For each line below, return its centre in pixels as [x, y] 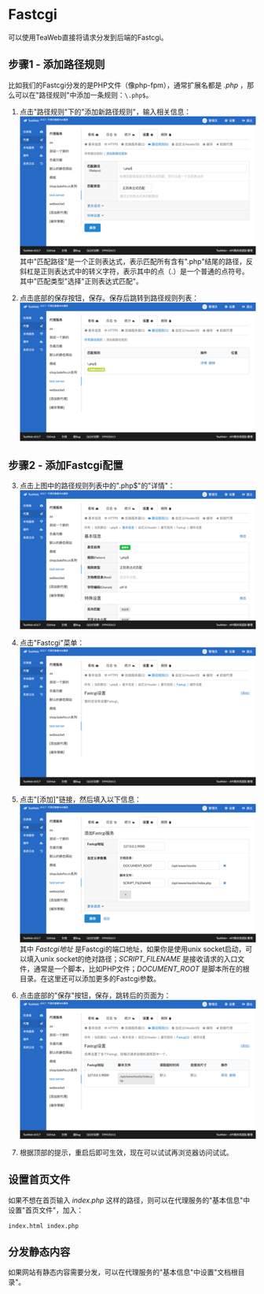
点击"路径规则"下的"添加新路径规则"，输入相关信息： [105, 111]
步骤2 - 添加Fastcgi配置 [66, 465]
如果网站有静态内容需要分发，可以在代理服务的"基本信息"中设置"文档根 [123, 1272]
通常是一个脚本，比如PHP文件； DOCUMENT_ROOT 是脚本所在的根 [141, 969]
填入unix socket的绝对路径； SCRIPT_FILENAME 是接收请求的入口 [132, 959]
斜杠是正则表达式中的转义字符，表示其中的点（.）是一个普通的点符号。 [134, 271]
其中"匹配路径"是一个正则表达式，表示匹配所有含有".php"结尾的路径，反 [136, 262]
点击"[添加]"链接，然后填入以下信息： [81, 799]
